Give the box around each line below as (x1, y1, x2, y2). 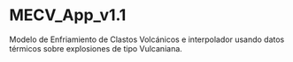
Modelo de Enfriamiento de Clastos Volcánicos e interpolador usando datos (9, 34, 285, 45)
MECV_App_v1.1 (9, 5, 127, 25)
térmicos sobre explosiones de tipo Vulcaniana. (9, 43, 183, 53)
